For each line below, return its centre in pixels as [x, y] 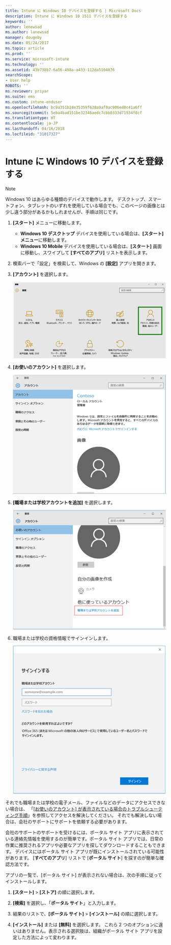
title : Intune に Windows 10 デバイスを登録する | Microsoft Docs [73, 11]
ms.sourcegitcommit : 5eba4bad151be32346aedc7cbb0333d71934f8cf [74, 113]
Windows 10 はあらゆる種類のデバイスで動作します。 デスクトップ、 [77, 199]
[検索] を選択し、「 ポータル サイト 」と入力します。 [65, 903]
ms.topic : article [25, 48]
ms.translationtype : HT [31, 118]
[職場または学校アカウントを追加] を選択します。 [64, 503]
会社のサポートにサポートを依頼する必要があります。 [74, 821]
